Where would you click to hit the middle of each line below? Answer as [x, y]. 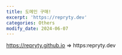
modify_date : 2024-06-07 [37, 28]
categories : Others [31, 23]
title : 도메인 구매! [29, 12]
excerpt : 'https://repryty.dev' [47, 17]
